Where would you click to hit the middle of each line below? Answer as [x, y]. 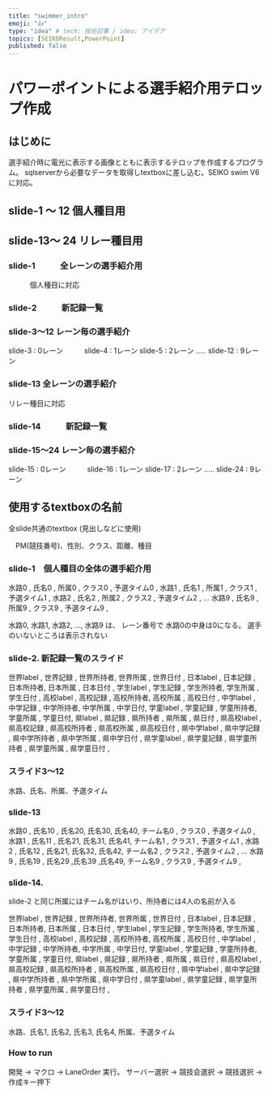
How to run [30, 1053]
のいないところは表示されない [58, 635]
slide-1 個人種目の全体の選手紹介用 [80, 568]
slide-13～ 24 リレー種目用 [76, 240]
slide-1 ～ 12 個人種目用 [67, 210]
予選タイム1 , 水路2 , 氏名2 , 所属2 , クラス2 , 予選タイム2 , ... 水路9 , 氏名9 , [134, 598]
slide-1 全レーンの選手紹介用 [76, 266]
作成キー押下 [30, 1082]
